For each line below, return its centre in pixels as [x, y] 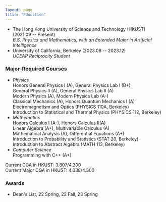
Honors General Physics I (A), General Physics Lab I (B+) [71, 85]
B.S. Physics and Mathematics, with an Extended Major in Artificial [82, 40]
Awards [15, 183]
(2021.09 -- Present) [34, 34]
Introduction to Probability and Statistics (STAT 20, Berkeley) [75, 139]
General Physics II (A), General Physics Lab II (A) [63, 90]
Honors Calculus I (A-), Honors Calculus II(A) [59, 123]
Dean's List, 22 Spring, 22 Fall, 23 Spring [55, 194]
